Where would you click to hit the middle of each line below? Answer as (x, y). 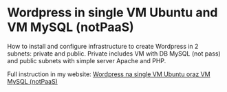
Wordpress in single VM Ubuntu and (112, 13)
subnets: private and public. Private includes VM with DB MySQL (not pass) (114, 54)
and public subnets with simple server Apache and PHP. (87, 60)
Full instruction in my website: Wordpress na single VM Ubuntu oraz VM (109, 74)
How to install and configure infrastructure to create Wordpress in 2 (103, 46)
